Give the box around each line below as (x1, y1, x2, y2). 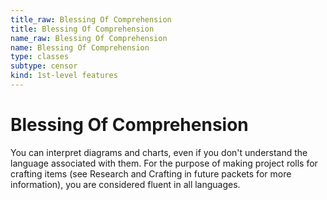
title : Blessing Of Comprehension (10, 24, 155, 34)
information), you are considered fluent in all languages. (10, 178, 241, 190)
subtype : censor (10, 61, 78, 71)
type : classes (10, 52, 70, 62)
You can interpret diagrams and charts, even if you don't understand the (10, 146, 308, 158)
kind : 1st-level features (10, 71, 118, 81)
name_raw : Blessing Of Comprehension (10, 33, 168, 43)
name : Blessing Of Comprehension (10, 42, 150, 53)
